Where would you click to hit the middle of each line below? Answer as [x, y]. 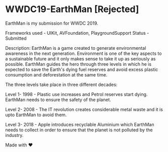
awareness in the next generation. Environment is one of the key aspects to [83, 53]
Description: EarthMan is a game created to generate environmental [76, 48]
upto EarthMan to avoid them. [36, 115]
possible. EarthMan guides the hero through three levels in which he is [78, 64]
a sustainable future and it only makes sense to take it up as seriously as [80, 58]
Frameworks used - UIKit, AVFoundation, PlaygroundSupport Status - [77, 33]
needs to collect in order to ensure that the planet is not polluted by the [79, 130]
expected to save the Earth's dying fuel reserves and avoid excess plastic [82, 69]
